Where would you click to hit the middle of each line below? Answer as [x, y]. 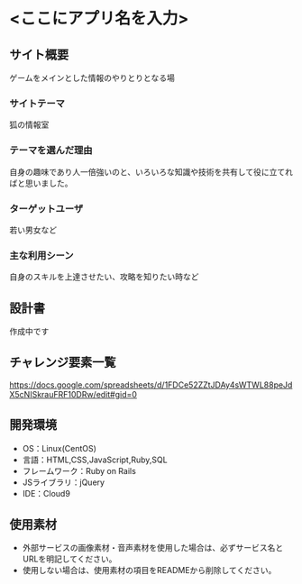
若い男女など [33, 230]
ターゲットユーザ [46, 208]
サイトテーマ [37, 103]
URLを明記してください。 [69, 559]
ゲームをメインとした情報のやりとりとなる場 [92, 78]
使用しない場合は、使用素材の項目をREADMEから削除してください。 [149, 570]
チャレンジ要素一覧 [63, 363]
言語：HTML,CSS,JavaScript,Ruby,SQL [95, 460]
